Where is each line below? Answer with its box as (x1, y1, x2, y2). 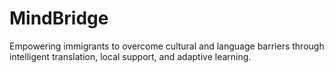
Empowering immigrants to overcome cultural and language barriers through (9, 40, 325, 52)
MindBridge (9, 7, 109, 30)
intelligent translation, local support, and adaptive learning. (9, 50, 252, 62)
